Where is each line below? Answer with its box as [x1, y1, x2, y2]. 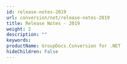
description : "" [6, 32, 47, 38]
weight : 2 [6, 26, 32, 32]
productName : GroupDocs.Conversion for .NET [6, 43, 121, 49]
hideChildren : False [6, 49, 59, 55]
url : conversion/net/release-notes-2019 [6, 15, 111, 21]
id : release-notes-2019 [6, 9, 67, 15]
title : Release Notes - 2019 [6, 20, 80, 26]
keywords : [6, 37, 32, 43]
